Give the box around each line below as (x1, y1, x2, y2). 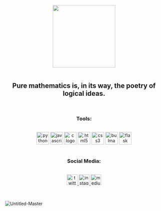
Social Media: (67, 158, 101, 165)
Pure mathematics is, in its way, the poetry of (12, 82, 156, 90)
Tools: (76, 115, 92, 122)
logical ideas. (62, 89, 105, 98)
